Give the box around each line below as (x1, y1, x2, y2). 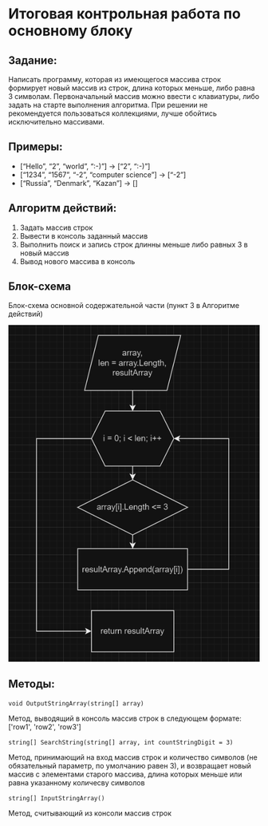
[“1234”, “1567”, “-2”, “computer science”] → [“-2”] (19, 169, 187, 180)
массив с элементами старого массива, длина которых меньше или (8, 769, 242, 779)
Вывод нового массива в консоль (19, 256, 136, 266)
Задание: (8, 53, 57, 67)
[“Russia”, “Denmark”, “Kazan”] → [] (19, 178, 138, 188)
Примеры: (8, 140, 63, 154)
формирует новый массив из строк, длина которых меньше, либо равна (8, 83, 255, 93)
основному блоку (8, 22, 133, 40)
